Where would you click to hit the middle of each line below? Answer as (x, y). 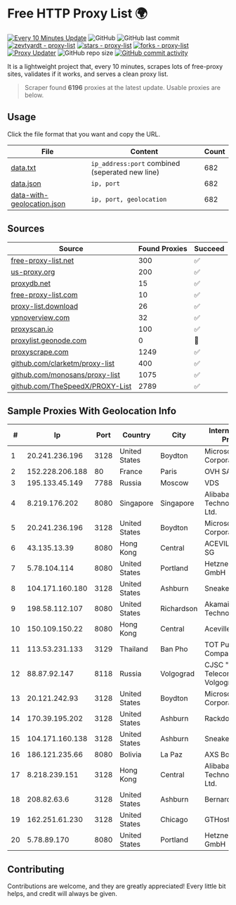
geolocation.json (38, 203)
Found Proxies (163, 248)
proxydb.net (31, 283)
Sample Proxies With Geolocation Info (92, 411)
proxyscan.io (32, 329)
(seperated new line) (125, 172)
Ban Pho (174, 649)
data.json (26, 184)
